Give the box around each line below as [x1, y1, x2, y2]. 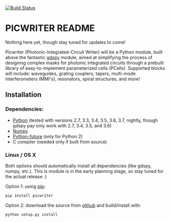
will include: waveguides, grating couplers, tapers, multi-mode [5, 70, 136, 76]
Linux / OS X [5, 151, 37, 158]
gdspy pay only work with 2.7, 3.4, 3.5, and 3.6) [12, 122, 112, 128]
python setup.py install [5, 212, 58, 217]
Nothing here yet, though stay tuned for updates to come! [5, 39, 126, 45]
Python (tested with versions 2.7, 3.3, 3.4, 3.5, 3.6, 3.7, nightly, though [12, 117, 158, 123]
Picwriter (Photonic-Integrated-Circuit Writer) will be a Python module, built [5, 49, 163, 55]
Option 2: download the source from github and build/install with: [5, 202, 141, 208]
